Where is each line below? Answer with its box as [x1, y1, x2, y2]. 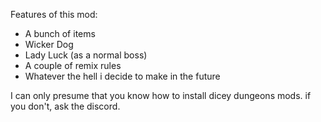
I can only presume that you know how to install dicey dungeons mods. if [10, 90, 312, 101]
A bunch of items [24, 28, 96, 39]
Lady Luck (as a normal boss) [24, 49, 148, 61]
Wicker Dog [24, 39, 74, 50]
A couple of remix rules [24, 60, 122, 71]
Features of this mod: [10, 9, 98, 20]
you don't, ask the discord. [10, 100, 121, 112]
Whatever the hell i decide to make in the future [24, 70, 221, 82]
